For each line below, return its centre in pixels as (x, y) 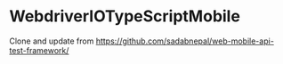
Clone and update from (52, 41)
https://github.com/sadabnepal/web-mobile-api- (185, 41)
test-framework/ (39, 50)
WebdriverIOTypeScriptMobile (125, 16)
